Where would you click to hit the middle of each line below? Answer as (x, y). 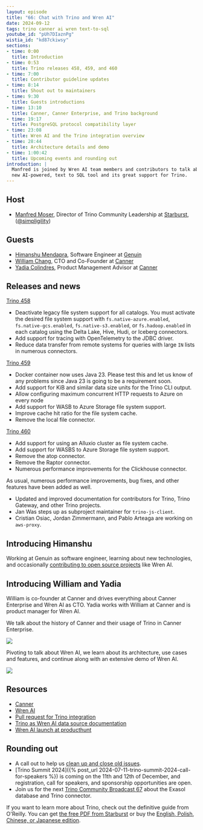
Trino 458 (18, 301)
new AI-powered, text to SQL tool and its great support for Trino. (100, 175)
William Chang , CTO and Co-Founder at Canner (74, 261)
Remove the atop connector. (50, 456)
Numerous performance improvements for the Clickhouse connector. (101, 469)
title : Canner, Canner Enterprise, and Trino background (85, 113)
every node (29, 400)
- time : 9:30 (23, 96)
